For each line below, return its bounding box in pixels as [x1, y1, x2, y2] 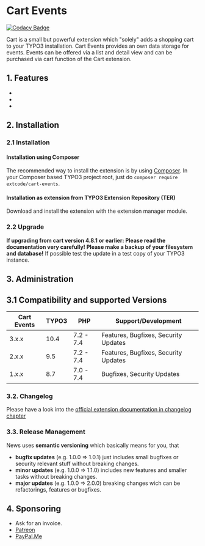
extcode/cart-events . [6, 180, 60, 187]
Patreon [15, 526, 35, 534]
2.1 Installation [6, 138, 50, 147]
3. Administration [6, 274, 74, 284]
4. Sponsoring [6, 503, 62, 514]
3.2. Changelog [6, 392, 53, 400]
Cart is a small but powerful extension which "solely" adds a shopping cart [6, 35, 194, 43]
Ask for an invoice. [15, 520, 62, 527]
